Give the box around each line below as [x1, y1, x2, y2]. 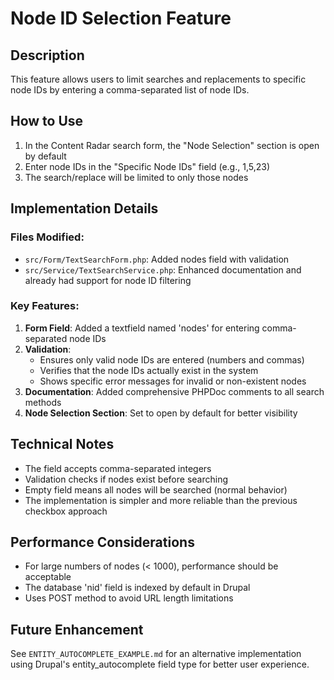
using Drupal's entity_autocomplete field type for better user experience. [10, 658, 310, 671]
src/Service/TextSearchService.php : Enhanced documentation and [24, 263, 302, 276]
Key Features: [10, 299, 80, 313]
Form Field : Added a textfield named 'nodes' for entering [24, 322, 260, 334]
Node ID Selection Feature [10, 7, 232, 30]
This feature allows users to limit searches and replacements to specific [10, 73, 307, 85]
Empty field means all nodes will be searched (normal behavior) [24, 483, 288, 496]
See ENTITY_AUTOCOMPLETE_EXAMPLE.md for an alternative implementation [10, 648, 302, 660]
